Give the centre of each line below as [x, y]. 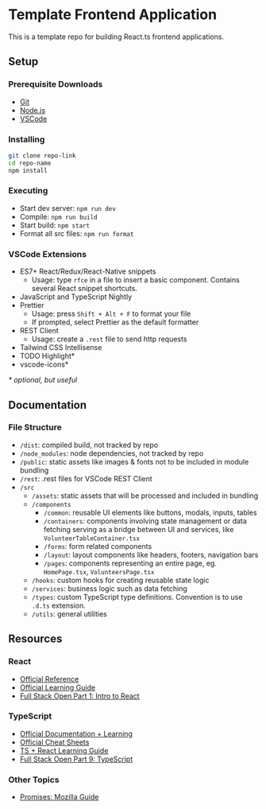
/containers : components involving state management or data [145, 521]
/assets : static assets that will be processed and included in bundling [145, 496]
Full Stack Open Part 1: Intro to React [80, 696]
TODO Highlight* [47, 356]
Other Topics [34, 780]
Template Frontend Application [112, 15]
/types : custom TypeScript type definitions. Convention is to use [137, 597]
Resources [35, 639]
